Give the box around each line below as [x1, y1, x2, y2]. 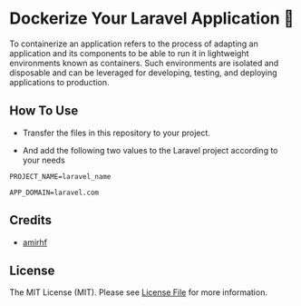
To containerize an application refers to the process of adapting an [9, 38, 258, 49]
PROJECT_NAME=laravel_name [9, 172, 112, 181]
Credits [9, 212, 53, 228]
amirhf [22, 236, 48, 248]
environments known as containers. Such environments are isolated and [9, 57, 279, 68]
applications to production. [9, 76, 111, 87]
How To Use [9, 104, 79, 119]
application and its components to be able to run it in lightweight [9, 47, 249, 58]
